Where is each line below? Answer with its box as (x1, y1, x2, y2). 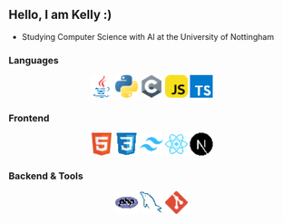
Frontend (8, 112, 50, 125)
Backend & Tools (8, 170, 83, 182)
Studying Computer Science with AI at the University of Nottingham (21, 31, 274, 42)
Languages (8, 53, 60, 66)
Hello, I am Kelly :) (8, 7, 112, 23)
